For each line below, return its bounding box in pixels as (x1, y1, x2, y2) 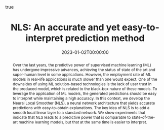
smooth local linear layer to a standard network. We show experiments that (12, 110, 146, 115)
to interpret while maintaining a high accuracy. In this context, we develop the (12, 95, 150, 101)
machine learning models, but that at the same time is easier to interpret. (18, 119, 148, 125)
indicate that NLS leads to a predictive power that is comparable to (12, 114, 131, 120)
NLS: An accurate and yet (11, 22, 120, 34)
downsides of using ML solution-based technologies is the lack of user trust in (12, 81, 152, 87)
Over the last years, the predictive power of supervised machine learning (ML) (12, 62, 152, 68)
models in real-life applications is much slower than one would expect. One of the (12, 76, 157, 82)
